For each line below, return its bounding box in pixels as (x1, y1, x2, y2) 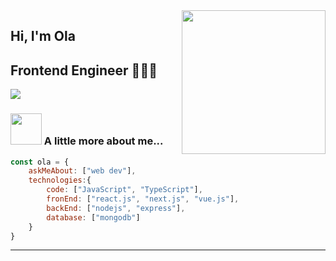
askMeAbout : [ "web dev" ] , (28, 166, 137, 176)
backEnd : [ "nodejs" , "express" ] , (46, 203, 186, 213)
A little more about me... (43, 134, 164, 148)
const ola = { (10, 157, 70, 167)
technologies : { (28, 175, 92, 186)
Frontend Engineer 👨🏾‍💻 (10, 62, 158, 79)
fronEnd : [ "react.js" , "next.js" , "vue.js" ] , (46, 194, 240, 204)
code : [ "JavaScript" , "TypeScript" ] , (46, 185, 203, 195)
